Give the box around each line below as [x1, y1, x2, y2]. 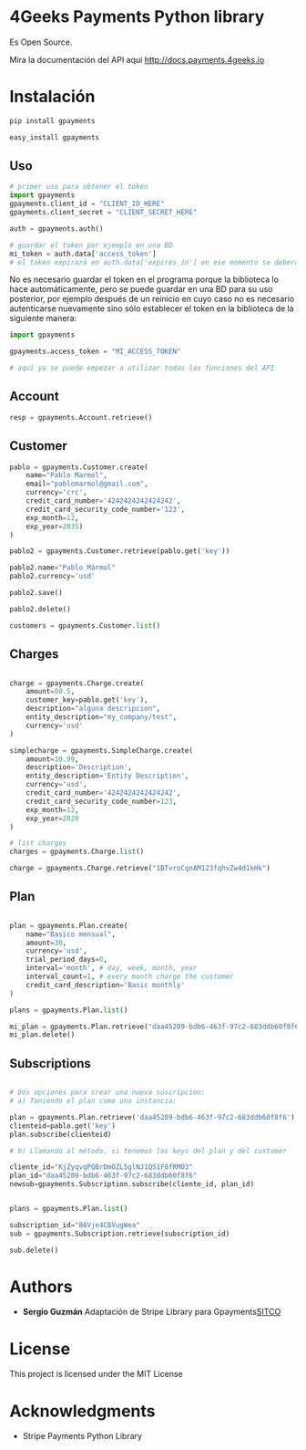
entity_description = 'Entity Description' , [25, 771, 189, 781]
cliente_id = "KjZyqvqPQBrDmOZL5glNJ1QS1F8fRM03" [9, 1163, 194, 1172]
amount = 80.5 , [25, 687, 76, 696]
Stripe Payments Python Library [22, 1431, 143, 1442]
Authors [9, 1276, 73, 1297]
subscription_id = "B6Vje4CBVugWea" [9, 1220, 141, 1229]
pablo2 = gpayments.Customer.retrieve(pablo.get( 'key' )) [9, 547, 230, 556]
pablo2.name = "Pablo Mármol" [9, 563, 117, 572]
